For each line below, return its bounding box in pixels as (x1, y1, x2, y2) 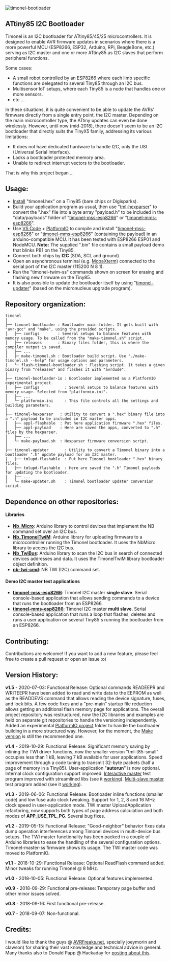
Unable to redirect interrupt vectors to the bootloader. (12, 160, 126, 166)
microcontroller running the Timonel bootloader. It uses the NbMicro (12, 540, 156, 546)
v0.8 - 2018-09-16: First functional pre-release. (5, 900, 105, 906)
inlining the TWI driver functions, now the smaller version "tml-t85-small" (5, 748, 159, 754)
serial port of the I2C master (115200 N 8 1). (12, 263, 104, 270)
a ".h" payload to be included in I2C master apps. (5, 416, 117, 421)
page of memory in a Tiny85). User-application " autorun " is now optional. (5, 765, 160, 771)
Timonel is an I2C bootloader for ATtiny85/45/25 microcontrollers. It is (5, 33, 152, 39)
